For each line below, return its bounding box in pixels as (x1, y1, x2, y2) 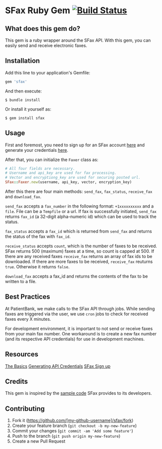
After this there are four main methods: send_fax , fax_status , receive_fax (5, 189, 153, 194)
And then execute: (5, 88, 42, 94)
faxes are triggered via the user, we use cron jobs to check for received (5, 311, 148, 317)
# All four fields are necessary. (5, 166, 76, 171)
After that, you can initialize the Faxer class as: (5, 157, 99, 163)
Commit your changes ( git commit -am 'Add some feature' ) (12, 428, 133, 434)
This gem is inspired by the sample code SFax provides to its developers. (5, 390, 152, 396)
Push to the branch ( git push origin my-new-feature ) (12, 433, 121, 439)
